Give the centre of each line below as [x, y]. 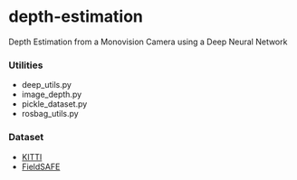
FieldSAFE [41, 166]
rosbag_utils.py [50, 114]
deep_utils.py [46, 85]
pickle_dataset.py [54, 104]
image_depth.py [52, 95]
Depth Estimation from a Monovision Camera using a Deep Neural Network [148, 42]
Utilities [26, 65]
